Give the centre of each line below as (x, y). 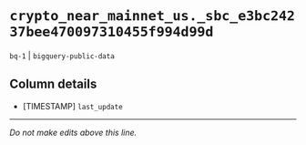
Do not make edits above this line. (73, 132)
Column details (53, 84)
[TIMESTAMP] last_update (72, 106)
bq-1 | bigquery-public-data (62, 55)
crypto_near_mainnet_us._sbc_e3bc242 (153, 16)
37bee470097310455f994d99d (112, 32)
